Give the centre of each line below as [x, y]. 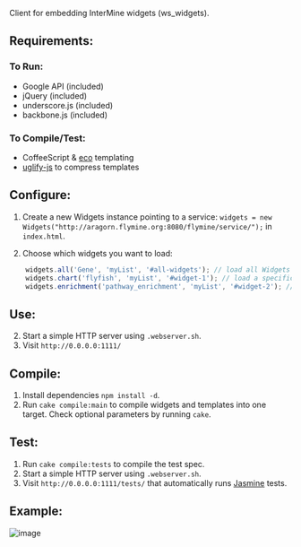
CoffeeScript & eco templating [78, 157]
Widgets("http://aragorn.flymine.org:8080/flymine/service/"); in [147, 226]
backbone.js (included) [65, 115]
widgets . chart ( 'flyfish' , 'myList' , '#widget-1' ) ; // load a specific [160, 278]
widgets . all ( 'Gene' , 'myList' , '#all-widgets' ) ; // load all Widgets [158, 269]
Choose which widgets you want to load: [97, 253]
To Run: [26, 66]
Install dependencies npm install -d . [91, 395]
